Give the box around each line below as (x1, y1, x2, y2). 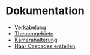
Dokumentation (5, 4, 85, 18)
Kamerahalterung (14, 36, 58, 43)
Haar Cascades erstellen (14, 43, 76, 50)
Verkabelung (14, 24, 46, 31)
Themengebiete (14, 30, 54, 37)
